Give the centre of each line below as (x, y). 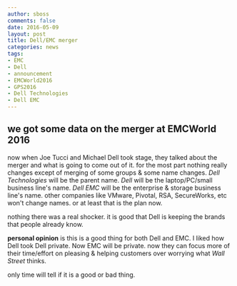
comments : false (31, 21)
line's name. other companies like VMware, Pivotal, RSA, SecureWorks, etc (117, 195)
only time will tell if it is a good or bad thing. (71, 275)
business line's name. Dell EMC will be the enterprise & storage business (114, 188)
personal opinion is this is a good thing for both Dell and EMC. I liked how (116, 238)
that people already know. (45, 224)
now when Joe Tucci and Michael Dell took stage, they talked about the (112, 157)
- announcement (30, 73)
